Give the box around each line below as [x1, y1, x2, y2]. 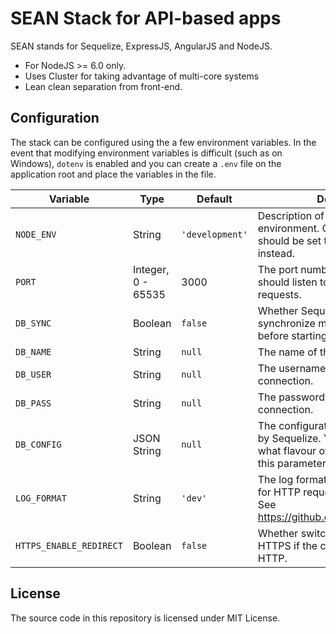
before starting [257, 328, 328, 342]
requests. [257, 287, 302, 301]
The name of [257, 345, 318, 359]
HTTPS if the [257, 538, 318, 552]
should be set [257, 233, 322, 247]
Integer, [132, 262, 170, 276]
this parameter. [257, 456, 330, 470]
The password [257, 390, 325, 404]
